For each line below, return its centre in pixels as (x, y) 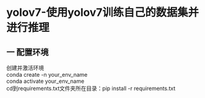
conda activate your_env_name (45, 81)
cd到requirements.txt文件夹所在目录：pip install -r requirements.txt (91, 88)
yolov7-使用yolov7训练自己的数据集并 (102, 12)
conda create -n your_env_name (47, 75)
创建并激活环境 (25, 68)
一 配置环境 (28, 52)
